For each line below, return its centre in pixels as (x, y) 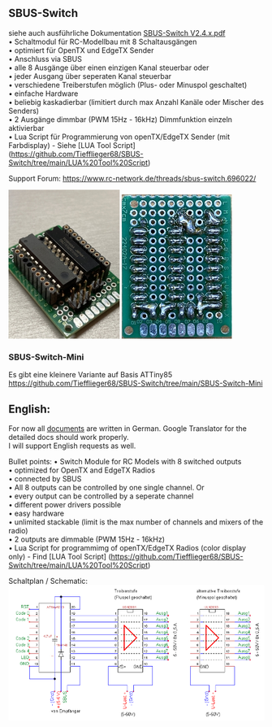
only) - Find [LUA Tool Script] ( (60, 556)
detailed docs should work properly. (69, 437)
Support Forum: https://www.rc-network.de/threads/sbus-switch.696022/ (132, 178)
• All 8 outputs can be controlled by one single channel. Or (106, 487)
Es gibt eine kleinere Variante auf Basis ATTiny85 (91, 375)
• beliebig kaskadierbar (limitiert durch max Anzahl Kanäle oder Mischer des (136, 102)
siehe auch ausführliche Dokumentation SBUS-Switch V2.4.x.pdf (117, 33)
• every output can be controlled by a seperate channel (101, 496)
